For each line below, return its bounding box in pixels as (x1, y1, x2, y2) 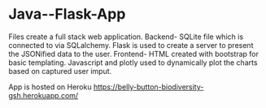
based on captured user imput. (8, 66, 112, 76)
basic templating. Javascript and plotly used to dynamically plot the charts (8, 58, 258, 67)
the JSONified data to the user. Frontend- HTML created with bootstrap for (8, 49, 259, 58)
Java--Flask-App (8, 5, 126, 24)
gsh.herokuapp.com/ (8, 90, 79, 100)
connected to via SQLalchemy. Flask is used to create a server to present (8, 40, 254, 50)
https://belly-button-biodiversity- (93, 82, 204, 92)
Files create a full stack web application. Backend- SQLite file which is (8, 32, 244, 41)
